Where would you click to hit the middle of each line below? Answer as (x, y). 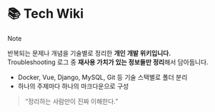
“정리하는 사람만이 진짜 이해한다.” (71, 101)
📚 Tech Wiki (46, 14)
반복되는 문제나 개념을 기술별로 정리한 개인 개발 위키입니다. (89, 53)
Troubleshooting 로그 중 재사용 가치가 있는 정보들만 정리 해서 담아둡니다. (108, 62)
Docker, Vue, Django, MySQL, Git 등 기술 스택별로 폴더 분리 (102, 77)
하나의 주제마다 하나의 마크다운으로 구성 (73, 86)
